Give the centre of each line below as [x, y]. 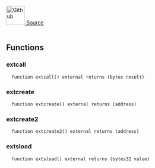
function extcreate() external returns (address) [74, 104]
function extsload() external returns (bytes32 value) [81, 159]
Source [35, 23]
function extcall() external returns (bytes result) [78, 77]
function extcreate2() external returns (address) [75, 132]
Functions [25, 48]
